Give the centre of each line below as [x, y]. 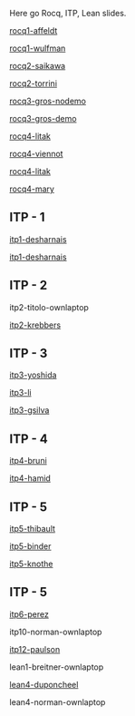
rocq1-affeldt [34, 30]
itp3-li [20, 393]
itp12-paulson [35, 649]
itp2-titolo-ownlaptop [49, 307]
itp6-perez [29, 614]
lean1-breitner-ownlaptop [57, 667]
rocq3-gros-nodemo [48, 101]
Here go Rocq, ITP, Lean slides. [68, 13]
